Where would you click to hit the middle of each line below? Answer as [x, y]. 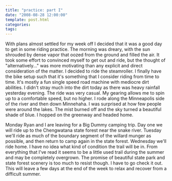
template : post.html [27, 20]
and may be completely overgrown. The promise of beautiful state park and [85, 158]
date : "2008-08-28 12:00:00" [36, 15]
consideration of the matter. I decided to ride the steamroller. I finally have [83, 71]
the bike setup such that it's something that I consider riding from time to [82, 77]
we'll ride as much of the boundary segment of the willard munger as [78, 136]
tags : [11, 29]
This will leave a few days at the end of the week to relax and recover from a [86, 169]
